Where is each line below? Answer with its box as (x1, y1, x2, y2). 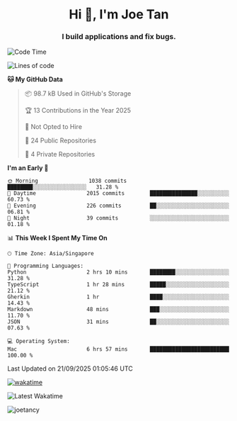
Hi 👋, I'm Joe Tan (69, 6, 169, 23)
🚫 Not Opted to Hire (24, 123, 83, 131)
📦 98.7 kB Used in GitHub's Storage (24, 89, 132, 98)
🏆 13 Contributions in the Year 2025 (24, 106, 132, 115)
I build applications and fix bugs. (62, 32, 176, 42)
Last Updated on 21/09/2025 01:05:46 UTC (7, 364, 133, 373)
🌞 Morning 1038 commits (7, 177, 127, 185)
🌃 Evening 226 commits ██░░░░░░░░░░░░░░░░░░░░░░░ (7, 202, 230, 210)
